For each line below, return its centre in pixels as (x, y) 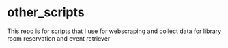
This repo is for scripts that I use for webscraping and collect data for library (114, 31)
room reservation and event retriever (59, 38)
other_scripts (46, 13)
